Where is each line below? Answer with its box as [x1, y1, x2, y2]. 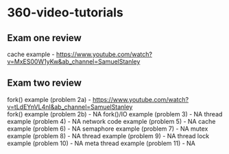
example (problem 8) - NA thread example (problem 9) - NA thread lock [7, 131, 210, 140]
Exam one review [7, 32, 82, 44]
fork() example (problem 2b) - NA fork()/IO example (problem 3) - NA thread [7, 110, 223, 118]
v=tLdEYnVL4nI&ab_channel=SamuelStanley [7, 103, 133, 111]
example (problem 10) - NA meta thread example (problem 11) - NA [7, 139, 195, 147]
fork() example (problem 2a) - [7, 95, 91, 103]
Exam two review [7, 77, 82, 89]
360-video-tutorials [7, 5, 123, 21]
